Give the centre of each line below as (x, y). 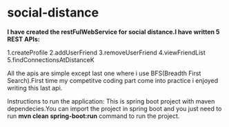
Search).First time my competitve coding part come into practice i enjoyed (113, 80)
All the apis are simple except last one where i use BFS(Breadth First (104, 73)
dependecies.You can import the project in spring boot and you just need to (114, 108)
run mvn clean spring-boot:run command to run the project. (93, 116)
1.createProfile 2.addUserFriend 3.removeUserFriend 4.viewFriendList (106, 52)
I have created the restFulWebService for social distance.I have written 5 (113, 32)
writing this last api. (35, 88)
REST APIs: (23, 39)
